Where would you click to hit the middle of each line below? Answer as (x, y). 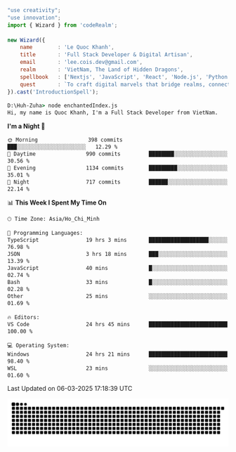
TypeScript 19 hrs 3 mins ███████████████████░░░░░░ (118, 240)
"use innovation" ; (34, 18)
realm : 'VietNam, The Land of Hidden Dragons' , (102, 70)
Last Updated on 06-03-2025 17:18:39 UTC (70, 389)
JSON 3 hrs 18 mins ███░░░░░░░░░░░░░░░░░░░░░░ (118, 254)
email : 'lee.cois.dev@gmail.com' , (81, 63)
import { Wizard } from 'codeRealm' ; (63, 25)
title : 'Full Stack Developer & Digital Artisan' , (106, 55)
